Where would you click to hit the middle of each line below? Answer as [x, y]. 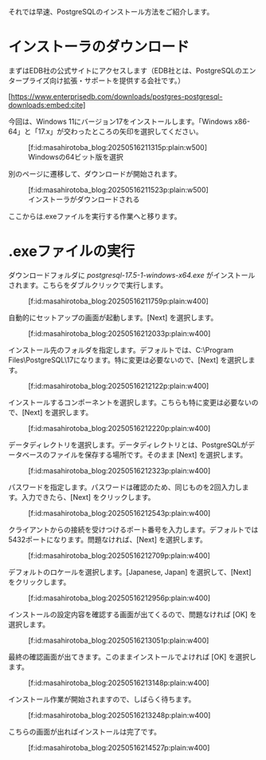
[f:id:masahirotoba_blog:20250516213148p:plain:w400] [119, 683]
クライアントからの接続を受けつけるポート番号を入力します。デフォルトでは [133, 529]
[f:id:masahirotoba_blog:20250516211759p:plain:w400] [118, 301]
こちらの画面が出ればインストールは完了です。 [85, 731]
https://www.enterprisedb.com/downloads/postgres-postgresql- [117, 96]
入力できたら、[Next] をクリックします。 [88, 497]
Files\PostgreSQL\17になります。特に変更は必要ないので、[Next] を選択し [128, 360]
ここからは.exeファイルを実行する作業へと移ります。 [95, 216]
